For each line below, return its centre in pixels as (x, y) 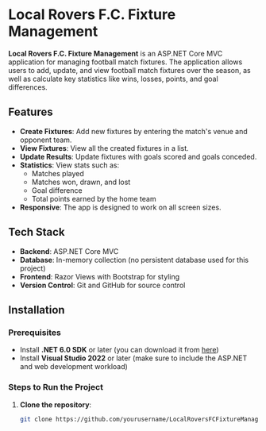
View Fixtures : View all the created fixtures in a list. (104, 148)
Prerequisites (35, 333)
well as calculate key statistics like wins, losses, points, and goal (113, 79)
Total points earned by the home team (94, 198)
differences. (28, 87)
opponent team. (46, 140)
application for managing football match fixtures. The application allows (125, 62)
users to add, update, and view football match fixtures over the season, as (130, 70)
